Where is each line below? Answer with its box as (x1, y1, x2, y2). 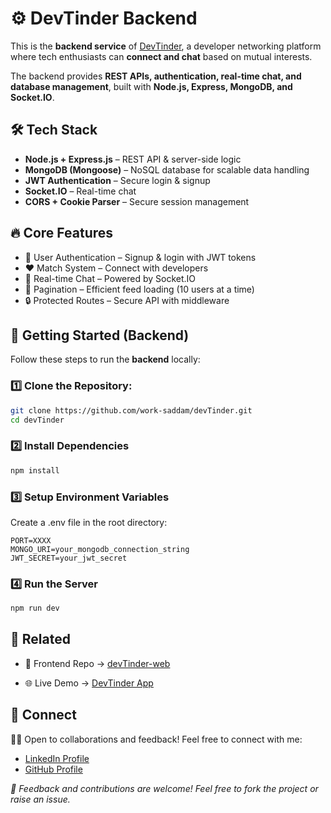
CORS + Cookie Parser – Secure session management (24, 195, 250, 207)
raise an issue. (10, 793, 71, 805)
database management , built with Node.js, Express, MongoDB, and (10, 80, 293, 92)
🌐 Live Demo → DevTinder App (24, 677, 154, 689)
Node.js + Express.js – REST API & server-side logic (24, 153, 242, 165)
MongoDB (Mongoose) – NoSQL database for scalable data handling (24, 163, 310, 176)
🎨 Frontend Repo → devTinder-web (24, 657, 171, 669)
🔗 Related (10, 631, 71, 648)
